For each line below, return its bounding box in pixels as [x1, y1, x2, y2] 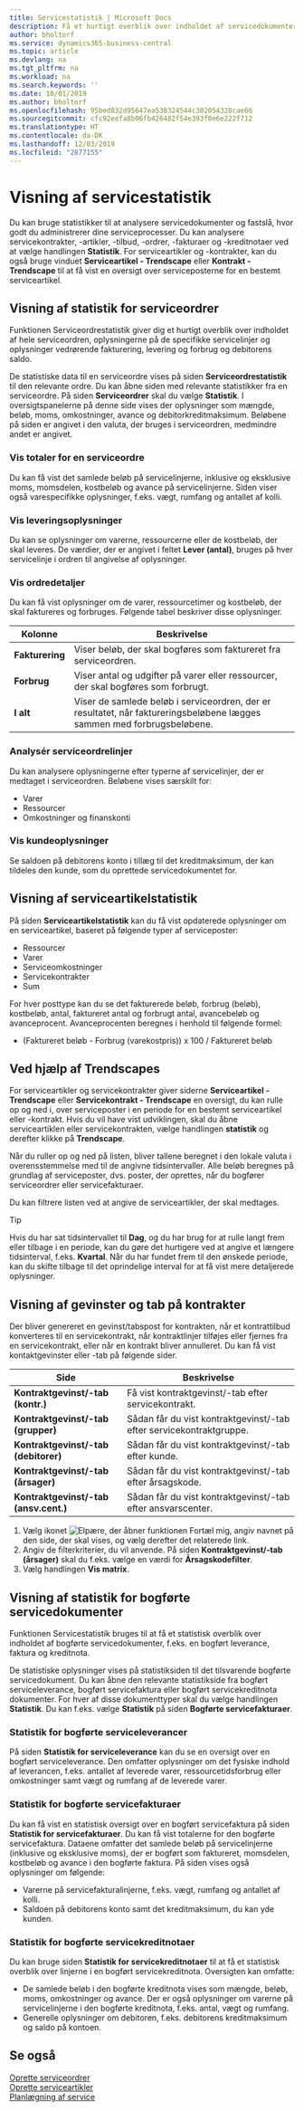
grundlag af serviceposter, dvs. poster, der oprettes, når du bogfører [9, 1170, 265, 1181]
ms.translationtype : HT [9, 123, 100, 132]
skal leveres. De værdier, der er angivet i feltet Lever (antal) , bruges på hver [9, 544, 293, 555]
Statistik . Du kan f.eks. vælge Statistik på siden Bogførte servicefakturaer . [9, 1704, 293, 1715]
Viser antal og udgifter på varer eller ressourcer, [73, 669, 278, 682]
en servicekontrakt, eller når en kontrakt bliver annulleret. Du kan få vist [9, 1341, 276, 1352]
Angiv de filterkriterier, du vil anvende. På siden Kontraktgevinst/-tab [22, 1544, 283, 1555]
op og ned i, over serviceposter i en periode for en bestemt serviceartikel [9, 1104, 282, 1115]
